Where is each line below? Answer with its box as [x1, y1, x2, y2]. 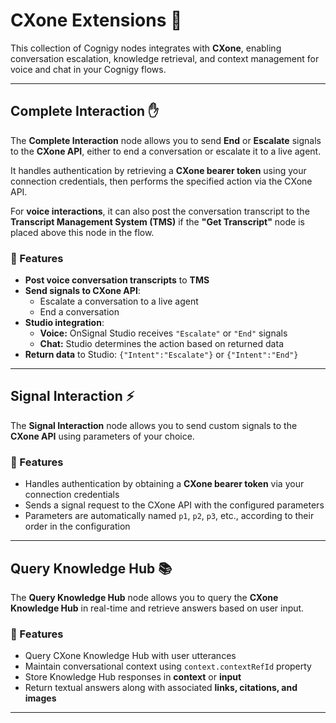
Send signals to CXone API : [24, 285, 141, 297]
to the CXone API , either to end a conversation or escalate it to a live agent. [10, 145, 322, 157]
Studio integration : [24, 317, 105, 329]
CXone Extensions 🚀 [10, 9, 183, 32]
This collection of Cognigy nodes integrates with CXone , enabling [10, 42, 282, 54]
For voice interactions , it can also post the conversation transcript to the [10, 205, 310, 217]
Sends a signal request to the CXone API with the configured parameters [24, 499, 325, 511]
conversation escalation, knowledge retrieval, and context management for [10, 52, 320, 64]
